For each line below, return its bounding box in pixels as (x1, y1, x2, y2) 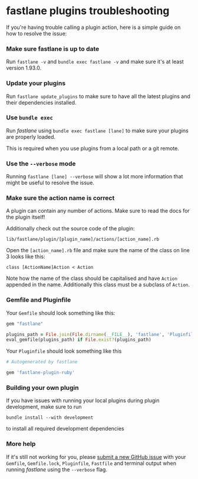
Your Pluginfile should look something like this (6, 347, 122, 355)
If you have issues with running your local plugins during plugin (6, 397, 160, 404)
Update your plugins (6, 79, 66, 87)
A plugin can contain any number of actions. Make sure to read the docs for (6, 207, 190, 214)
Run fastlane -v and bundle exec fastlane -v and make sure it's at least (6, 58, 184, 66)
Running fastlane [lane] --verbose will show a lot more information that (6, 173, 183, 180)
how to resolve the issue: (6, 30, 67, 37)
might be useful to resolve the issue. (6, 179, 94, 187)
